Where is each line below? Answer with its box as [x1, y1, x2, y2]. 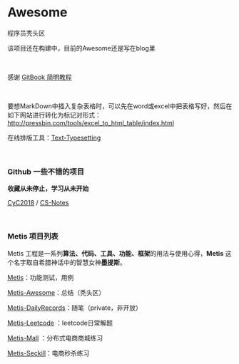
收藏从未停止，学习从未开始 [7, 184, 89, 193]
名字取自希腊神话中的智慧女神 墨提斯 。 [13, 258, 126, 266]
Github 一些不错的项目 [7, 167, 84, 177]
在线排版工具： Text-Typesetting [7, 133, 101, 142]
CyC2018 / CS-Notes [7, 199, 69, 207]
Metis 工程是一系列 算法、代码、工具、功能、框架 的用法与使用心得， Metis [7, 249, 224, 257]
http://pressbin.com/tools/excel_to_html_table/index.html [7, 118, 175, 127]
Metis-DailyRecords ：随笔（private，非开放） [7, 303, 143, 312]
